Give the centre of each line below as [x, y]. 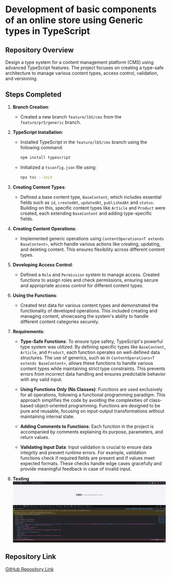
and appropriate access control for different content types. [82, 285]
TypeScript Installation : [38, 132]
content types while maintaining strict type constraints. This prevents [93, 368]
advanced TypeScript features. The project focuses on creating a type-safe [84, 68]
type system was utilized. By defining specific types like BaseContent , [93, 347]
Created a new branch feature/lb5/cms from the [71, 117]
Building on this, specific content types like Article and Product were [93, 207]
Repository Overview [39, 50]
